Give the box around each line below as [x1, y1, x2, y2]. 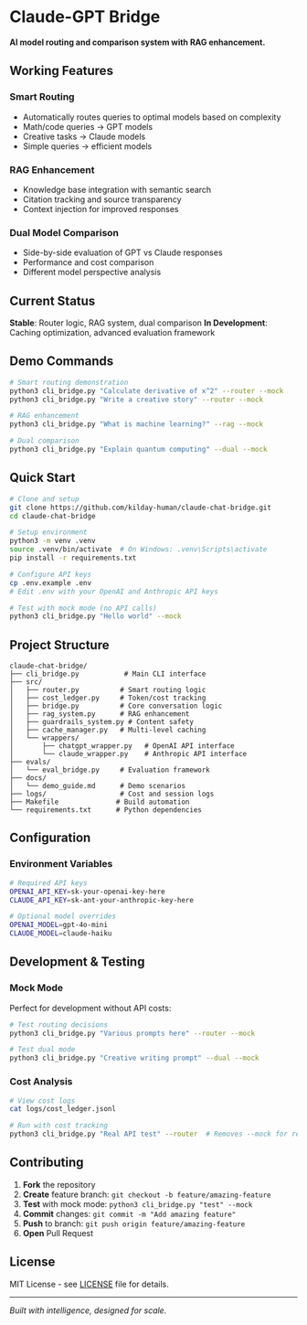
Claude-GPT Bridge [9, 6, 161, 27]
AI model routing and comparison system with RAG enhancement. [9, 37, 266, 48]
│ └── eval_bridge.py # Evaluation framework [9, 765, 210, 775]
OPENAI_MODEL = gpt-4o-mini [9, 921, 108, 930]
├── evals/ [9, 757, 51, 767]
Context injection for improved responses [22, 203, 179, 214]
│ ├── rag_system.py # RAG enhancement [9, 710, 190, 719]
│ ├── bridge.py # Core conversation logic [9, 701, 223, 711]
